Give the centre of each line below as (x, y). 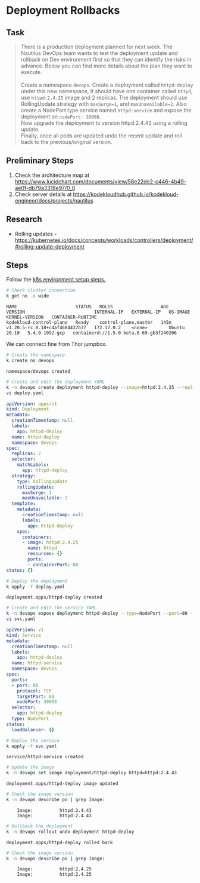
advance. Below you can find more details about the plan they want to (106, 66)
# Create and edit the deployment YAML (56, 382)
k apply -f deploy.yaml (36, 587)
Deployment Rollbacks (63, 10)
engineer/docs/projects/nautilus (54, 200)
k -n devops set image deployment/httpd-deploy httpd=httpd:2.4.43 (92, 773)
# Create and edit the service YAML (51, 608)
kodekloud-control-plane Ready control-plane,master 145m (89, 323)
